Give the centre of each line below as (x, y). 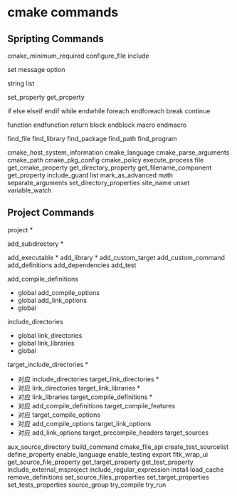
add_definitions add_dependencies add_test (72, 265)
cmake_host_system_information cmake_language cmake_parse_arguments (118, 153)
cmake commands (63, 12)
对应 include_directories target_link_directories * (88, 379)
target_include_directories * (48, 364)
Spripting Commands (56, 39)
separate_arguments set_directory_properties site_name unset (99, 183)
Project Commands (51, 213)
